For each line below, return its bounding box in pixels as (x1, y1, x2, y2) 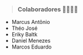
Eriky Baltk (11, 31, 38, 38)
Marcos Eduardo (11, 43, 52, 50)
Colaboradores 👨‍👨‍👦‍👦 (17, 5, 78, 13)
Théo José (11, 25, 38, 32)
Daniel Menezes (11, 37, 51, 44)
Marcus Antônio (11, 19, 50, 26)
